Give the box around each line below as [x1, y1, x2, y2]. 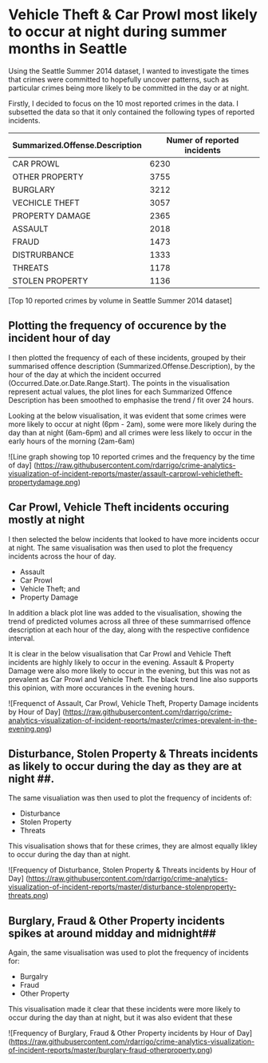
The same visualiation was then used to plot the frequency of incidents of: [8, 793, 253, 803]
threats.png [8, 891, 46, 901]
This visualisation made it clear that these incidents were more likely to [8, 1005, 241, 1014]
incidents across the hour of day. [8, 551, 116, 561]
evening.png [8, 724, 49, 733]
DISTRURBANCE [12, 249, 74, 260]
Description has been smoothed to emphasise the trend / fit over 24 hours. [8, 395, 254, 405]
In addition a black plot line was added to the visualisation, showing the [8, 608, 242, 617]
